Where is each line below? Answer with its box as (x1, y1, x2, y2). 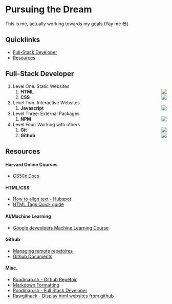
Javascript (20, 105, 44, 111)
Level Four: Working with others (12, 121, 80, 127)
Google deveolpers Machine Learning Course (12, 224, 109, 231)
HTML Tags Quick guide (12, 201, 64, 207)
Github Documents (12, 253, 53, 259)
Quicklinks (5, 35, 40, 44)
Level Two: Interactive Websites (12, 99, 80, 106)
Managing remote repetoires (12, 248, 73, 254)
